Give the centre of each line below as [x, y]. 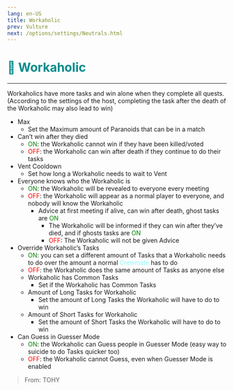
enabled [39, 366]
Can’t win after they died [53, 137]
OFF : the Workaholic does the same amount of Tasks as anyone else [126, 270]
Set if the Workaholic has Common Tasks [97, 285]
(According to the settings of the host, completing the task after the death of [117, 101]
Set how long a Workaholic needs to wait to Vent [97, 174]
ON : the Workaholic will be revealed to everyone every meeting [118, 188]
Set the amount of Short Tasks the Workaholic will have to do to [129, 322]
